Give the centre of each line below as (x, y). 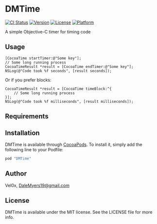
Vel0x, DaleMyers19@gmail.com (37, 185)
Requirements (27, 117)
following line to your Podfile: (34, 149)
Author (16, 174)
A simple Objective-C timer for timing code (48, 32)
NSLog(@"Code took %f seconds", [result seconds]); (58, 71)
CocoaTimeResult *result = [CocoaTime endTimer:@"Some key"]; (69, 66)
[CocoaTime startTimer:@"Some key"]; (43, 58)
